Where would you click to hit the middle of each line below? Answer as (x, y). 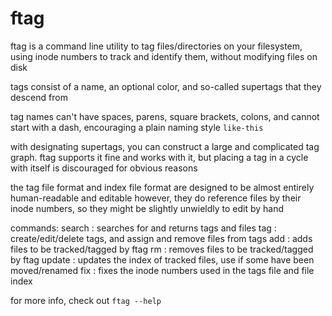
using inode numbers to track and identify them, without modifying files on (164, 56)
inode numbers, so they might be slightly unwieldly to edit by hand (147, 208)
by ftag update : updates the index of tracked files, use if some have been (162, 259)
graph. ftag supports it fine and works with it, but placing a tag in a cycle (159, 157)
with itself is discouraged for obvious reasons (104, 168)
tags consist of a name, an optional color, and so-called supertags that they (166, 86)
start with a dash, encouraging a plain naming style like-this (137, 127)
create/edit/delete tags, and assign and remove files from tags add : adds (161, 238)
